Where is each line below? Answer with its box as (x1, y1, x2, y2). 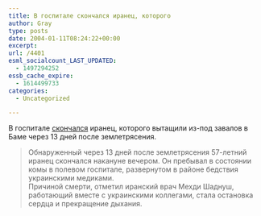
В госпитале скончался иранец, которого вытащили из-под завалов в (8, 123, 248, 133)
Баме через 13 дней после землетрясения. (8, 132, 157, 142)
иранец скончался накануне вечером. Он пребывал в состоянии (27, 156, 252, 166)
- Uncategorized (15, 94, 70, 102)
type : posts (8, 27, 48, 35)
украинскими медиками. (27, 173, 114, 183)
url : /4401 (8, 49, 45, 57)
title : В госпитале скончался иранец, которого (8, 11, 172, 20)
